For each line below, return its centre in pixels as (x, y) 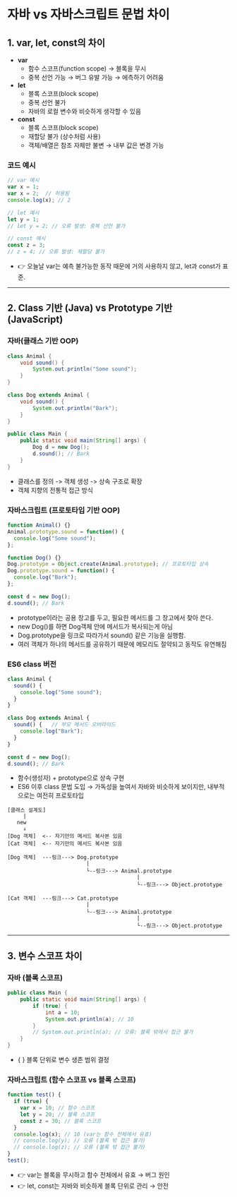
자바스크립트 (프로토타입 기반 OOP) (64, 510)
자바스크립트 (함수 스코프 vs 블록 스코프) (72, 1079)
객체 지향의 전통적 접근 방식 (55, 490)
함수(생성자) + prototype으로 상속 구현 (71, 778)
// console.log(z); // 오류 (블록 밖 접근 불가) (80, 1148)
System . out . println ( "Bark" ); (75, 408)
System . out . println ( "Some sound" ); (85, 369)
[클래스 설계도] (27, 810)
